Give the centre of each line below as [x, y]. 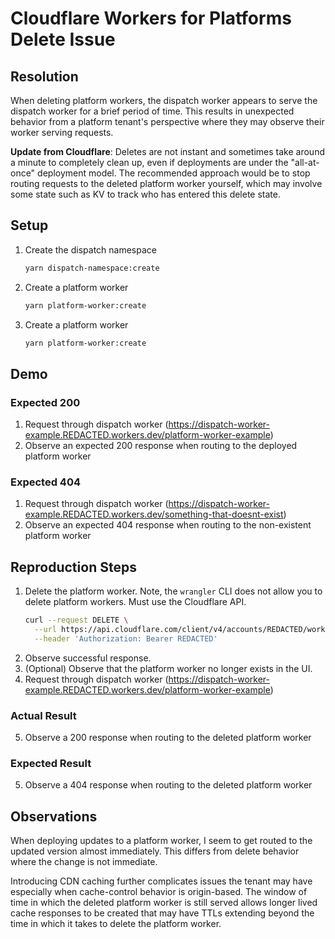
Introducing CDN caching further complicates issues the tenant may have [161, 881]
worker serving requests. [62, 132]
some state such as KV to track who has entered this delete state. [145, 194]
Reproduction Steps [73, 567]
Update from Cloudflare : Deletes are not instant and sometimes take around [167, 151]
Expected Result [51, 764]
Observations [54, 816]
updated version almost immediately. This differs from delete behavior [155, 851]
